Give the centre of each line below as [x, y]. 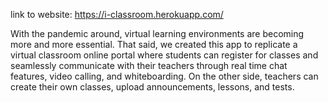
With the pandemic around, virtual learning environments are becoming [157, 33]
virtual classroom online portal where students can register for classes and [164, 55]
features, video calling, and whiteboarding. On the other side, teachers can [164, 76]
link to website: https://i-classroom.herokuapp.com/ [117, 14]
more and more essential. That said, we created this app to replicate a [154, 44]
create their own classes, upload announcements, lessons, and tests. [152, 87]
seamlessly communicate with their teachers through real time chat [149, 65]
